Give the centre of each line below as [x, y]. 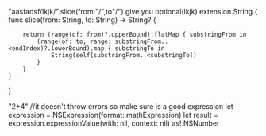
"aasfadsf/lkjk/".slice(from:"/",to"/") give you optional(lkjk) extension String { [133, 12]
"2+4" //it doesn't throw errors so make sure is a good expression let [121, 106]
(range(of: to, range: [74, 41]
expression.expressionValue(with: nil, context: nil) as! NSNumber [114, 123]
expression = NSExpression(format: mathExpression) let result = [113, 115]
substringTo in [140, 49]
